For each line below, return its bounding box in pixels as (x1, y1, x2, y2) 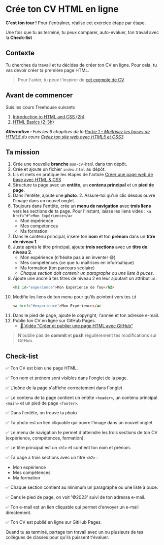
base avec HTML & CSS (12, 177, 62, 183)
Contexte (5, 49, 35, 57)
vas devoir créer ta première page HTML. (5, 67, 90, 73)
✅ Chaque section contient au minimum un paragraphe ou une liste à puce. (5, 484, 158, 490)
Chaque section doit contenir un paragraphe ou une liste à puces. (20, 270, 154, 276)
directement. (5, 509, 32, 515)
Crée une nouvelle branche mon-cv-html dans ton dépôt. (12, 161, 128, 167)
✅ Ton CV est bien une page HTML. (5, 365, 78, 371)
